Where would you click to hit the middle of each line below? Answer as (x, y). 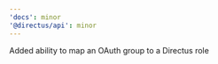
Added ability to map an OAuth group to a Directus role (109, 50)
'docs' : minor (35, 17)
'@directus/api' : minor (53, 25)
